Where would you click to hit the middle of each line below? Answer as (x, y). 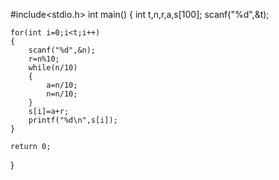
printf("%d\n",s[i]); (73, 120)
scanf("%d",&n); (62, 50)
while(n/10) (53, 68)
